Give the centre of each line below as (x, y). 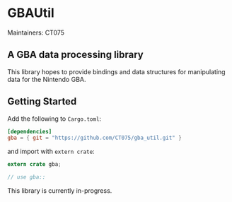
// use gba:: (27, 177)
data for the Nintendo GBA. (47, 79)
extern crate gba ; (34, 165)
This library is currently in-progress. (60, 191)
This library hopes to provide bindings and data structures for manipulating (116, 71)
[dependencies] (30, 131)
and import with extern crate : (51, 151)
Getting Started (42, 101)
